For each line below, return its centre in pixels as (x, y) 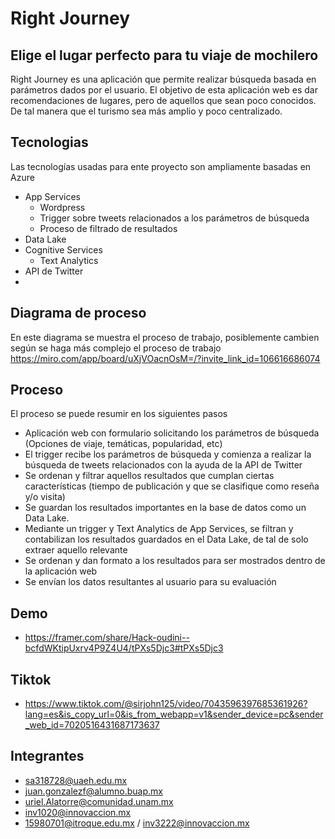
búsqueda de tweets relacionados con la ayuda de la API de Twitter (163, 465)
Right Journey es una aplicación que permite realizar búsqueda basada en (163, 79)
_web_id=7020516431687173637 (92, 725)
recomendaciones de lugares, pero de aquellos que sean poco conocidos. (163, 100)
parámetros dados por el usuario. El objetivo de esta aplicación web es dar (164, 90)
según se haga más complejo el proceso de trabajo (116, 348)
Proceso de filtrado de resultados (108, 228)
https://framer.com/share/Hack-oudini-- (107, 638)
